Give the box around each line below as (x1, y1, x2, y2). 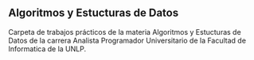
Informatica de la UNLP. (8, 43, 86, 54)
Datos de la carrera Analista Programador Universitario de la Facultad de (8, 36, 247, 45)
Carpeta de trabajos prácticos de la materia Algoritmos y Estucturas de (8, 27, 241, 36)
